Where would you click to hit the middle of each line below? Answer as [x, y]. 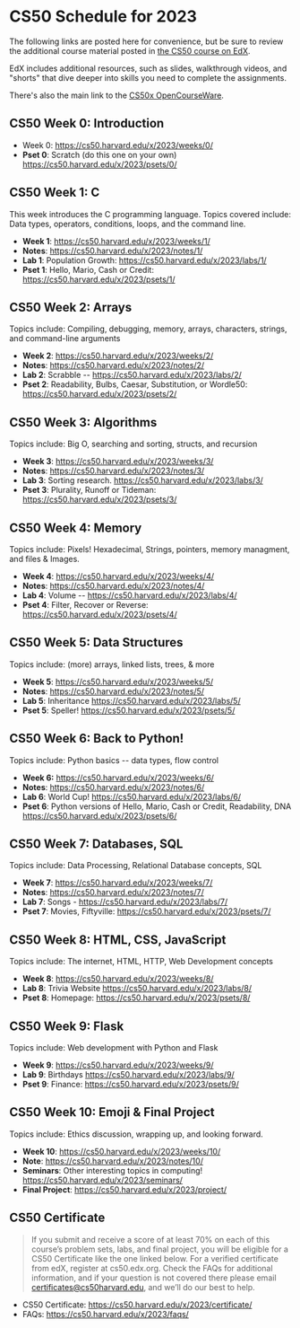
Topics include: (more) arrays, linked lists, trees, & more [112, 664]
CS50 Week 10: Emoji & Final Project [112, 1112]
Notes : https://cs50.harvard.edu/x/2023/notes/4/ [113, 586]
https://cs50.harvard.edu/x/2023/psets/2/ [99, 394]
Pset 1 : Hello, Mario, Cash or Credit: [88, 269]
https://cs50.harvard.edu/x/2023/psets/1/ [99, 279]
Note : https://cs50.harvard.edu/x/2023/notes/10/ [113, 1161]
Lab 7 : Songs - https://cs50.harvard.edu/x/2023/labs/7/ [125, 902]
